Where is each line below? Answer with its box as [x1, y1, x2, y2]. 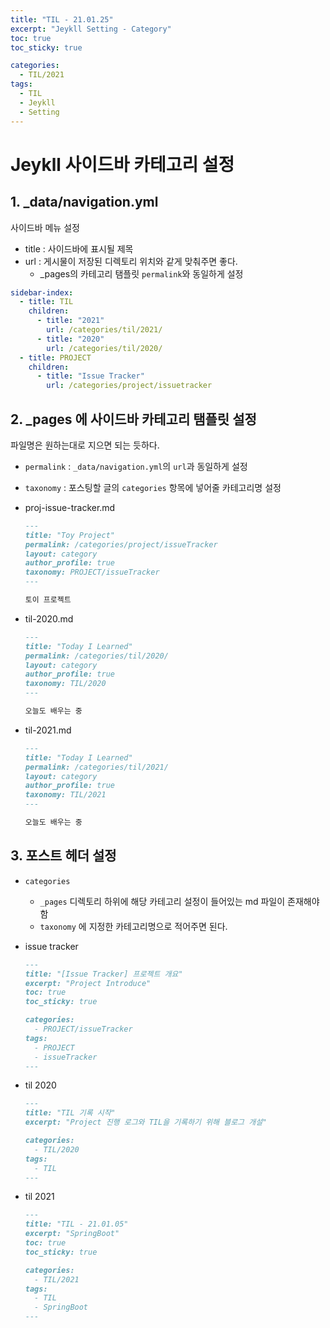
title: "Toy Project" [24, 530, 115, 540]
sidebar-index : [10, 287, 74, 298]
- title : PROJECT [19, 352, 92, 363]
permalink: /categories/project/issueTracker [24, 539, 218, 550]
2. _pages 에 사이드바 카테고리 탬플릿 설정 [10, 411, 257, 428]
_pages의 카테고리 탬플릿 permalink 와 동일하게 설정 [39, 267, 244, 280]
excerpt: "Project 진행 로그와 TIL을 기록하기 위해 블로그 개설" [24, 1117, 268, 1128]
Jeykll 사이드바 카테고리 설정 [10, 153, 235, 176]
